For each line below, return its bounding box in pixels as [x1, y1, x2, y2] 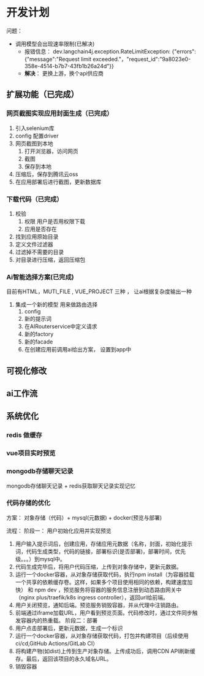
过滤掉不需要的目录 [15, 248, 64, 255]
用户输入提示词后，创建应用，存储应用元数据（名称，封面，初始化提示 [15, 540, 193, 547]
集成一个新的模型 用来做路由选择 [15, 301, 98, 309]
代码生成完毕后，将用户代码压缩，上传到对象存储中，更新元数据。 [15, 563, 182, 570]
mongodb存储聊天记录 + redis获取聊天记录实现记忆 [6, 482, 136, 490]
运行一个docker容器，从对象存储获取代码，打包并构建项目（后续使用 [15, 632, 189, 639]
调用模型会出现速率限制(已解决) [15, 40, 95, 47]
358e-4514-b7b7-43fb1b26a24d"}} [24, 62, 115, 69]
